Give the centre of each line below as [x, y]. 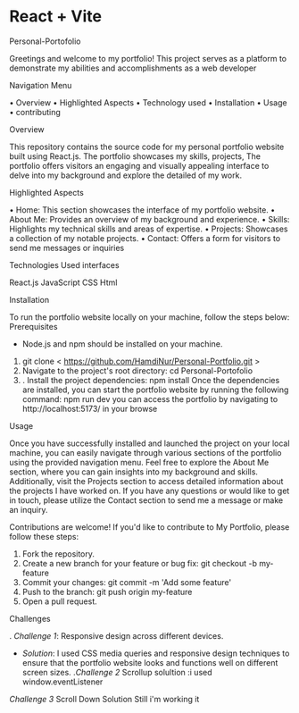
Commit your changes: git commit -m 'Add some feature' [127, 582]
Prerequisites [33, 326]
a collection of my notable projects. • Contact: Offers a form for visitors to [145, 238]
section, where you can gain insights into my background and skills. [134, 472]
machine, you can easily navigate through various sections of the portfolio [145, 452]
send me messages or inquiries [67, 247]
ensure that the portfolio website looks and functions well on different [150, 662]
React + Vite [56, 17]
